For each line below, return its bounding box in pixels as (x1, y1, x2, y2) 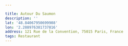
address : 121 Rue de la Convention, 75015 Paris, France (5, 30, 124, 34)
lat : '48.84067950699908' (5, 20, 58, 25)
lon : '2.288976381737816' (5, 25, 58, 30)
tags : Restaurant (5, 34, 41, 39)
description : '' (5, 15, 38, 21)
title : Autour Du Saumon (5, 11, 56, 16)
